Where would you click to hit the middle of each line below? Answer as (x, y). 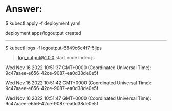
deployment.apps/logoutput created (43, 33)
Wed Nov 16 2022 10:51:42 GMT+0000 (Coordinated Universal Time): (79, 83)
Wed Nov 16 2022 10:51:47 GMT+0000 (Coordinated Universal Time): (78, 98)
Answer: (24, 9)
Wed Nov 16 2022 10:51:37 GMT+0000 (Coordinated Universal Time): (78, 68)
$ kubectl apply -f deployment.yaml (43, 23)
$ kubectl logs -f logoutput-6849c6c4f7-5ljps (54, 48)
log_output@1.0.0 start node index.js (56, 57)
